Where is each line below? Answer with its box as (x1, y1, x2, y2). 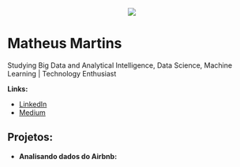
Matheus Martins (7, 35, 122, 53)
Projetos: (7, 131, 53, 144)
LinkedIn (18, 99, 47, 109)
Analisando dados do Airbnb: (18, 151, 118, 161)
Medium (18, 107, 47, 117)
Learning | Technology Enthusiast (7, 69, 117, 78)
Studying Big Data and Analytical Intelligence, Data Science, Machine (7, 60, 233, 70)
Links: (7, 83, 28, 94)
